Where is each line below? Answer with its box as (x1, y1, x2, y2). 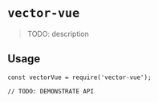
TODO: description (26, 29, 90, 38)
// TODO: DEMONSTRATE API (7, 87, 94, 95)
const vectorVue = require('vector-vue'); (7, 73, 152, 81)
